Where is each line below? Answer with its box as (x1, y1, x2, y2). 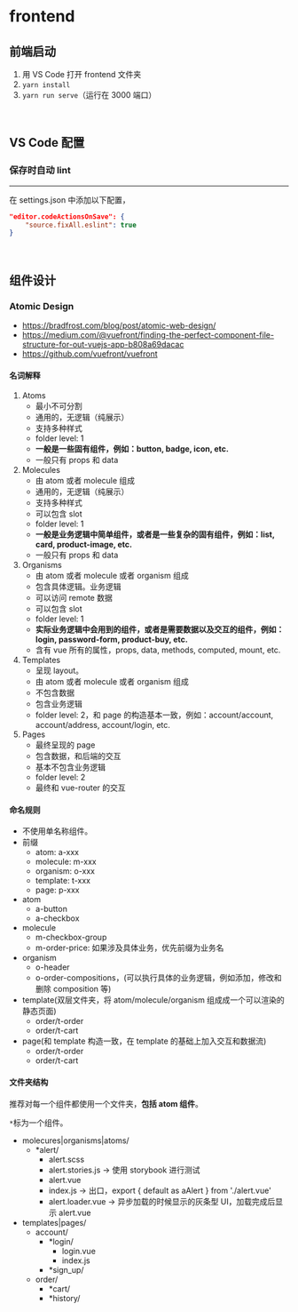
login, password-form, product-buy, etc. (35, 634, 188, 645)
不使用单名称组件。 (21, 826, 93, 836)
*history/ (48, 1292, 81, 1303)
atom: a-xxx (35, 847, 80, 858)
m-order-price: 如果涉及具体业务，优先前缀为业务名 (35, 942, 224, 953)
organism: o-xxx (35, 866, 96, 876)
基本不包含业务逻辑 (35, 762, 106, 772)
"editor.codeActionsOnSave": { (9, 212, 125, 221)
